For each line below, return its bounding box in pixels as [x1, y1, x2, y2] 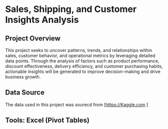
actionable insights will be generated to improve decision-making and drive [5, 68, 160, 74]
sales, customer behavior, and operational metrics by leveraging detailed [5, 52, 155, 58]
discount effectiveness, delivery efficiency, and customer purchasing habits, [5, 63, 163, 69]
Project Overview [5, 34, 61, 42]
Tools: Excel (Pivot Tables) [5, 116, 90, 124]
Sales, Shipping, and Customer [5, 3, 137, 15]
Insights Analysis [5, 14, 79, 25]
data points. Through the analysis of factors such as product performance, [5, 58, 159, 63]
